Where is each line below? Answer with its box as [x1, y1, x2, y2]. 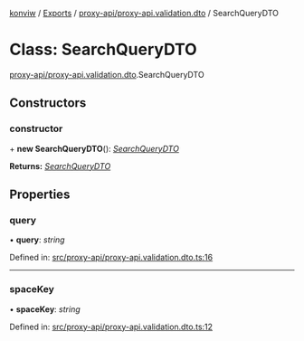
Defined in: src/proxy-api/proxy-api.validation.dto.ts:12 [9, 321, 214, 332]
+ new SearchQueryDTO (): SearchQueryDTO [9, 143, 179, 154]
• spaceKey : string [9, 303, 81, 315]
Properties [9, 187, 71, 203]
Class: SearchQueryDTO [9, 40, 197, 60]
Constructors [9, 95, 87, 111]
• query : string [9, 234, 65, 245]
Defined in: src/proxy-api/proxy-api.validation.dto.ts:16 [9, 252, 214, 263]
